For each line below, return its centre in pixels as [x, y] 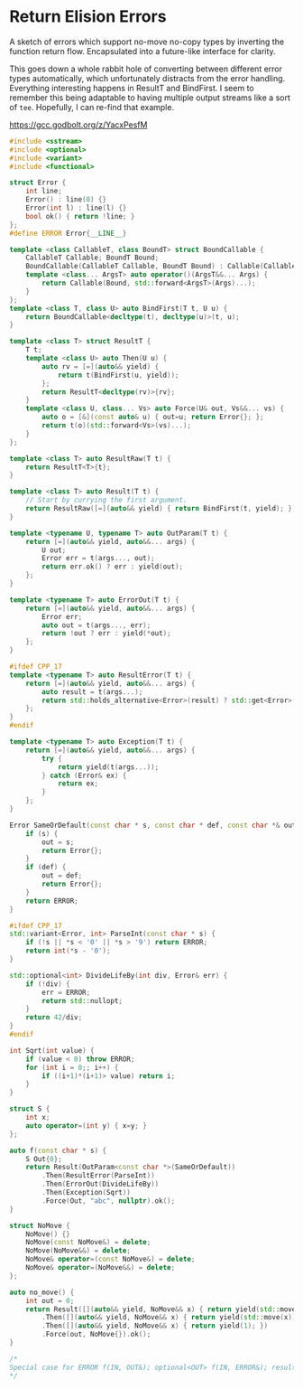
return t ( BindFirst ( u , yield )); [118, 375]
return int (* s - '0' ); [68, 951]
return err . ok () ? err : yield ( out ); [112, 567]
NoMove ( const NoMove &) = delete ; [88, 1243]
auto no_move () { [42, 1292]
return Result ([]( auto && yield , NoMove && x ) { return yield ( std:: [153, 1309]
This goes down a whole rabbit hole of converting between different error [146, 69]
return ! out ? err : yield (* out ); [106, 633]
